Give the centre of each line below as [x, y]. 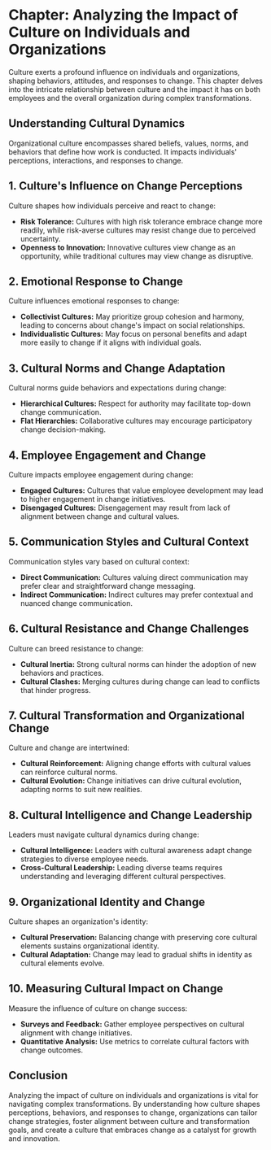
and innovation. [35, 1138]
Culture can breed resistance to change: [76, 648]
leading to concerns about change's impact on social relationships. [133, 325]
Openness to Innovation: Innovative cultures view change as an [128, 247]
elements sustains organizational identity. [90, 946]
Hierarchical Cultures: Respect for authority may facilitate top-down [135, 403]
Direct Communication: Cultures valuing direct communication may [134, 577]
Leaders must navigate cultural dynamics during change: [104, 834]
